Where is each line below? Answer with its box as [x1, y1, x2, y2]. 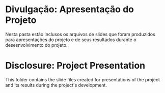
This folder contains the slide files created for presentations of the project [5, 76, 160, 82]
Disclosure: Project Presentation [5, 60, 146, 72]
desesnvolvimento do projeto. [5, 42, 68, 48]
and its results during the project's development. [5, 82, 107, 88]
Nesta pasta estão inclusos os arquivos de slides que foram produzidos [5, 31, 155, 37]
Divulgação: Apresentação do [5, 4, 134, 15]
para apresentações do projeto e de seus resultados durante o [5, 37, 136, 43]
